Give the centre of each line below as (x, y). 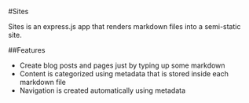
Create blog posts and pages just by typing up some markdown (122, 65)
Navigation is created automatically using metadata (103, 90)
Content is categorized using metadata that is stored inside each (124, 74)
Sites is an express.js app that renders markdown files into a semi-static (124, 26)
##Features (27, 50)
